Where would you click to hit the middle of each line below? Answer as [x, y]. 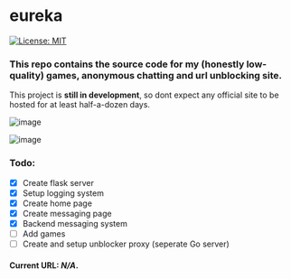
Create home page [57, 203]
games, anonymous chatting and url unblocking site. [164, 75]
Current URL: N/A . [44, 265]
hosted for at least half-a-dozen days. [80, 105]
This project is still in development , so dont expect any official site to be [144, 95]
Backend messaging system [75, 223]
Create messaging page [67, 213]
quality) [27, 75]
